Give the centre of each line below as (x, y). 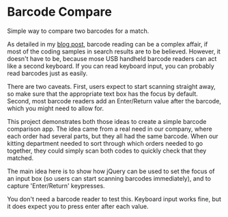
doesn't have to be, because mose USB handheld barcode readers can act (112, 58)
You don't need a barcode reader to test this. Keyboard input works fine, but (114, 199)
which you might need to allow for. (56, 108)
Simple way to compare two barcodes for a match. (78, 31)
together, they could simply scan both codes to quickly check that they (107, 151)
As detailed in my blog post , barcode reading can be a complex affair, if (108, 44)
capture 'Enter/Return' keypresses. (56, 186)
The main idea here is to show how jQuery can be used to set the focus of (111, 171)
